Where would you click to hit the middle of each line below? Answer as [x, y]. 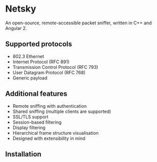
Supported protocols [39, 44]
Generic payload [30, 78]
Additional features [36, 94]
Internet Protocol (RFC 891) [41, 62]
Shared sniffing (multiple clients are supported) [62, 111]
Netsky [21, 9]
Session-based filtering [37, 122]
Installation [23, 154]
